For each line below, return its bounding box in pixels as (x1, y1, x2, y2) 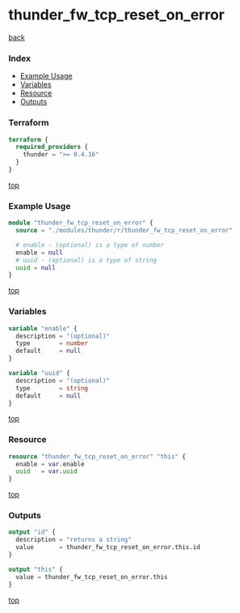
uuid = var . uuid (15, 467, 78, 475)
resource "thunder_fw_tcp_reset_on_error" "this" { (8, 452, 186, 461)
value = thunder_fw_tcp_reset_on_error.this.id (15, 543, 200, 551)
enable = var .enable (15, 460, 85, 468)
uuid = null (15, 263, 57, 272)
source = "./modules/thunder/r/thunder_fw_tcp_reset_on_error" (15, 227, 233, 235)
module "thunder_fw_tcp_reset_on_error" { (8, 219, 154, 228)
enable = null (15, 249, 63, 257)
